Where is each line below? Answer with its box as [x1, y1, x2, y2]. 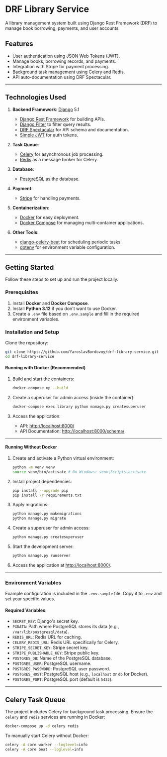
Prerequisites [5, 289, 38, 296]
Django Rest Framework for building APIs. [19, 116, 105, 122]
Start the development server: [12, 543, 74, 549]
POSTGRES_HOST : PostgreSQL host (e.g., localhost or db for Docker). [12, 671, 149, 677]
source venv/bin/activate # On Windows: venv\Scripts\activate [12, 469, 147, 474]
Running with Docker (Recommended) [5, 365, 86, 371]
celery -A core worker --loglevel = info [5, 743, 88, 748]
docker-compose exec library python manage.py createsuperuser [12, 404, 147, 409]
